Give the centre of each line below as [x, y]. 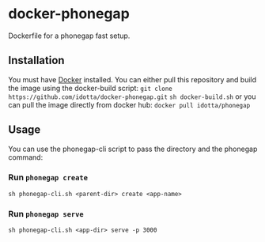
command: [26, 157]
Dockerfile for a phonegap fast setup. [69, 36]
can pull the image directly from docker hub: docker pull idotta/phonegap [129, 104]
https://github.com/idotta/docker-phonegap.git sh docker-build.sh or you [132, 96]
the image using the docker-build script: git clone [90, 88]
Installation [36, 60]
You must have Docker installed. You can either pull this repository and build [132, 79]
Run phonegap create [48, 177]
